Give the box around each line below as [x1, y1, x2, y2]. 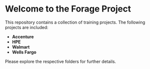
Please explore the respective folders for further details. [5, 58, 116, 64]
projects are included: [5, 24, 48, 30]
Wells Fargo [12, 49, 37, 55]
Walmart [12, 44, 30, 50]
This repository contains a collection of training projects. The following [5, 19, 146, 25]
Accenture [12, 34, 34, 40]
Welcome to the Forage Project [5, 3, 131, 14]
